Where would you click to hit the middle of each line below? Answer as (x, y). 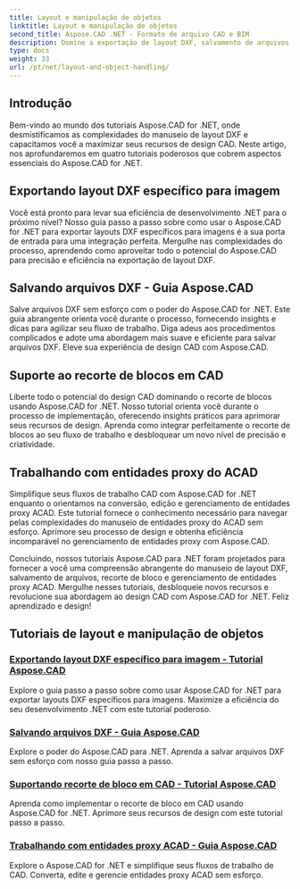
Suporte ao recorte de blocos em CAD (117, 375)
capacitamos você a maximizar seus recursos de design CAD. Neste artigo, (148, 144)
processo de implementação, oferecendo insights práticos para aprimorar (145, 416)
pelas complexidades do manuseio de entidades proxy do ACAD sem (136, 522)
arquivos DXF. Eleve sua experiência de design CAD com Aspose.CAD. (139, 347)
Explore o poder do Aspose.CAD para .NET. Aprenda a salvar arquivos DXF (147, 752)
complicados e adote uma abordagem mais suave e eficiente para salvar (143, 338)
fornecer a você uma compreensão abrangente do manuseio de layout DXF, (149, 568)
